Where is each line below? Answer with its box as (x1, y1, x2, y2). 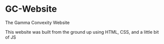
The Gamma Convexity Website (5, 20, 70, 25)
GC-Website (5, 3, 57, 15)
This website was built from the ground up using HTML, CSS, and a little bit (5, 29, 159, 35)
